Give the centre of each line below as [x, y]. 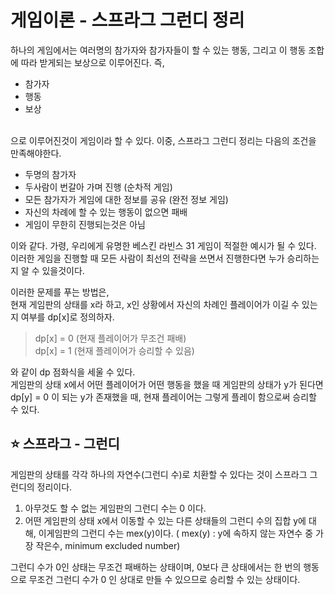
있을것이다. [63, 270]
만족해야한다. [36, 153]
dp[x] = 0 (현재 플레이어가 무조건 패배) [110, 338]
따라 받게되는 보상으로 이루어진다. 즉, [92, 62]
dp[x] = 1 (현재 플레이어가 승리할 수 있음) [114, 350]
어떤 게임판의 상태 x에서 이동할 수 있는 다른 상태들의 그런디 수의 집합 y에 [165, 520]
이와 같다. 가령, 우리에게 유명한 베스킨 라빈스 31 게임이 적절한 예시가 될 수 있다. [163, 245]
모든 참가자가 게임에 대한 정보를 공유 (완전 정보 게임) [126, 199]
